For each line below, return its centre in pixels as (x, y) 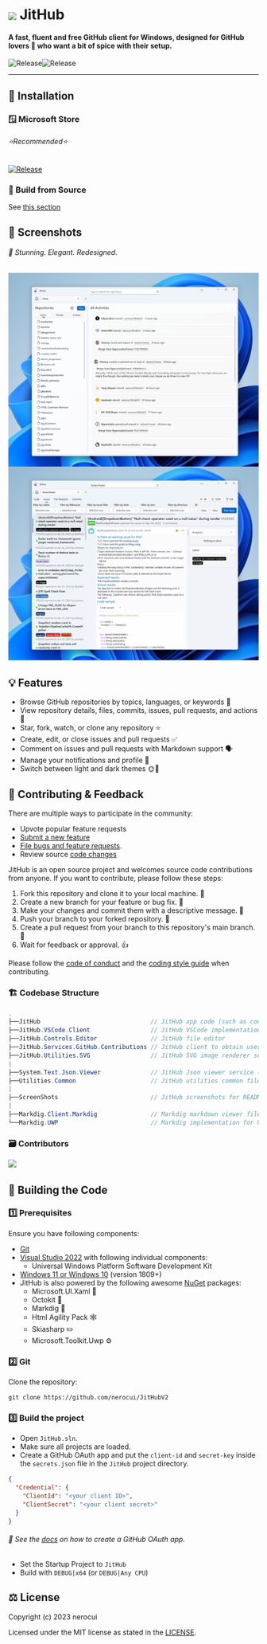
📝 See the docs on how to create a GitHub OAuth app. (97, 1540)
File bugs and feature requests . (71, 846)
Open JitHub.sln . (48, 1438)
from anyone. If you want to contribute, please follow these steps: (116, 879)
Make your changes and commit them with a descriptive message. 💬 (132, 910)
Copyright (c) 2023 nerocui (53, 1617)
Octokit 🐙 (46, 1299)
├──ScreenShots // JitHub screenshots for (124, 1098)
